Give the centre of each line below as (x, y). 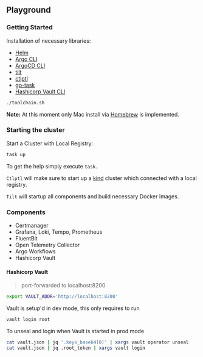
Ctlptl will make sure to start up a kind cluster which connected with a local (102, 178)
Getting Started (29, 27)
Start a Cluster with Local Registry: (50, 143)
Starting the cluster (36, 130)
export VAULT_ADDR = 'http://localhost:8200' (62, 297)
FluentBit (26, 239)
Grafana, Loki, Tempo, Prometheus (59, 232)
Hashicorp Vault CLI (40, 92)
